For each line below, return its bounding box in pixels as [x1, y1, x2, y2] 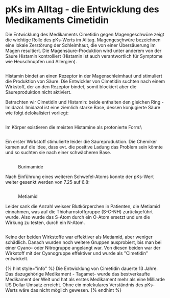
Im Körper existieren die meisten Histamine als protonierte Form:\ [5, 124, 142, 130]
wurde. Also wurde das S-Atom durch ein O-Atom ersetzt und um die [5, 214, 151, 220]
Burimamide [18, 163, 43, 169]
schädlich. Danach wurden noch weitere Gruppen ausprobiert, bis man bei [5, 239, 162, 245]
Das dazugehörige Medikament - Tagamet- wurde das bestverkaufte [5, 270, 150, 277]
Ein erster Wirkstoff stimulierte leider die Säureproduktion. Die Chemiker [5, 138, 157, 144]
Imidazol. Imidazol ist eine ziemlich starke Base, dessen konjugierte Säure [5, 104, 161, 110]
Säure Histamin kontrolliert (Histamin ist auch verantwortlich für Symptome [5, 53, 163, 59]
